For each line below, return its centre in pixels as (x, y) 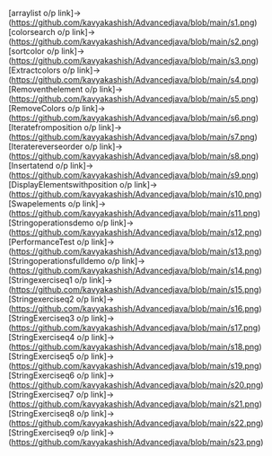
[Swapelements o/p (45, 204)
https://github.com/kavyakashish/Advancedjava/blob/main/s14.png (135, 270)
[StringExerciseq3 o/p (49, 318)
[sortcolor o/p (34, 51)
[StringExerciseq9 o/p (49, 433)
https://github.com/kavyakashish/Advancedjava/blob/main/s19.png (135, 366)
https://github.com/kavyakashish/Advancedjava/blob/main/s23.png (136, 442)
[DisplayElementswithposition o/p (70, 184)
